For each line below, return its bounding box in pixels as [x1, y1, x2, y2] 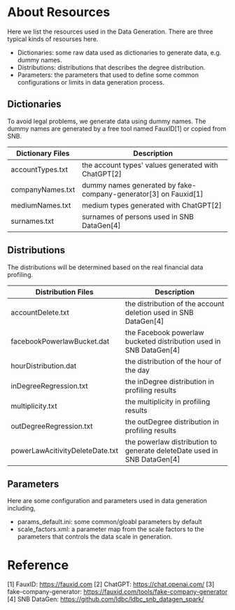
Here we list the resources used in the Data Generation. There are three [7, 27, 213, 36]
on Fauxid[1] [160, 189, 204, 199]
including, [7, 504, 36, 513]
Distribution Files [35, 287, 94, 297]
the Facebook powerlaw [124, 327, 204, 337]
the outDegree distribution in [124, 417, 219, 427]
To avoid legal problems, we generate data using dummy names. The [7, 117, 206, 125]
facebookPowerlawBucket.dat [10, 336, 110, 346]
